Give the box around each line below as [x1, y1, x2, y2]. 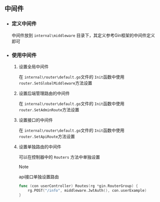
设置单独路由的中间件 [18, 144, 61, 150]
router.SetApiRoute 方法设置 [18, 133, 75, 139]
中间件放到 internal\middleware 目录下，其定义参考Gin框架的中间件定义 [11, 32, 155, 38]
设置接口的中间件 [18, 117, 53, 123]
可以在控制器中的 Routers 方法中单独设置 [18, 154, 100, 160]
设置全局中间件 [18, 64, 49, 69]
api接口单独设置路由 [18, 174, 59, 180]
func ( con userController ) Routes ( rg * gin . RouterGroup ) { [18, 184, 138, 188]
